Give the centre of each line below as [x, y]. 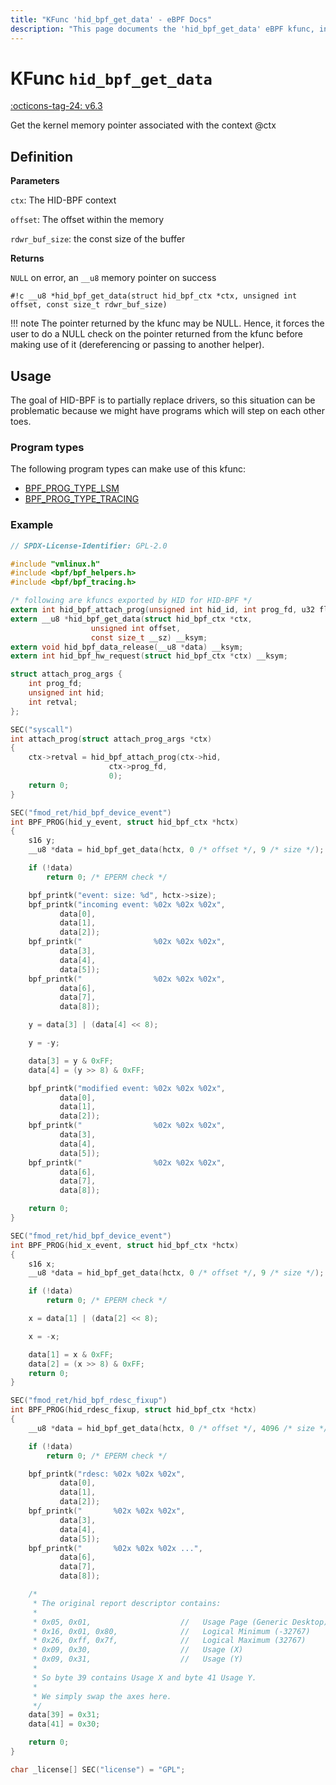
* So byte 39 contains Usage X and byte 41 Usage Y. [144, 1677]
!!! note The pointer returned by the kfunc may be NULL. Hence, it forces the [167, 323]
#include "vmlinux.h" [55, 564]
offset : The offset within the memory [87, 220]
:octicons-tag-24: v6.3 [56, 106]
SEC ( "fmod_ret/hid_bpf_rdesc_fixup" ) [89, 1401]
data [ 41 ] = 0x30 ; [64, 1724]
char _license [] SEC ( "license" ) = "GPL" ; [98, 1769]
